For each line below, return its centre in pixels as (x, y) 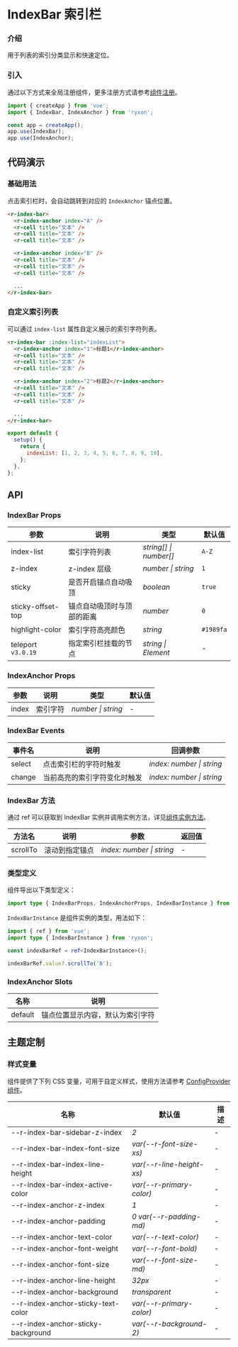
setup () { (28, 440)
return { (33, 447)
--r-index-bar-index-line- (58, 1164)
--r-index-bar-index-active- (62, 1185)
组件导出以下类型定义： (41, 890)
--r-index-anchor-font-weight (65, 1248)
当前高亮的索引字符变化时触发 (93, 777)
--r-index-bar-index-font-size (66, 1148)
